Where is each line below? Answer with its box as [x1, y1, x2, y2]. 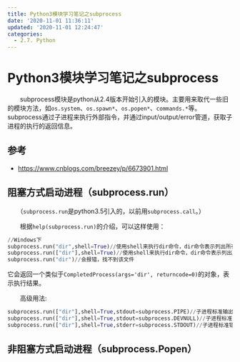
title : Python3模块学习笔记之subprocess [7, 10, 122, 18]
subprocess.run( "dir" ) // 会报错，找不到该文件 [7, 256, 134, 263]
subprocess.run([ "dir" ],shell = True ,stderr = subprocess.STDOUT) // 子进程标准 [7, 321, 230, 328]
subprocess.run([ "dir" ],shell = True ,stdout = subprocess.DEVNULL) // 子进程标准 [7, 315, 233, 322]
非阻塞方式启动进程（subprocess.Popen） [7, 343, 197, 356]
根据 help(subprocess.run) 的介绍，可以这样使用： [19, 222, 166, 231]
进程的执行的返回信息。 [7, 122, 76, 131]
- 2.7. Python [14, 37, 56, 44]
